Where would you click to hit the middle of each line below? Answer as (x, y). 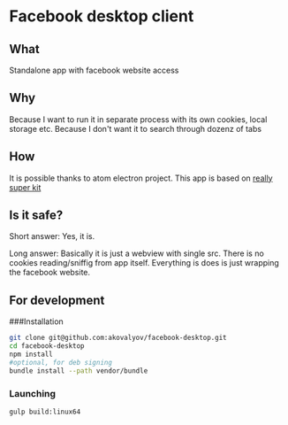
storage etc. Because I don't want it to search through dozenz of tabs (136, 128)
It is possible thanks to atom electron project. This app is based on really (141, 178)
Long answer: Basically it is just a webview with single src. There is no (137, 253)
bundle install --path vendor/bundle (79, 371)
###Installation (36, 321)
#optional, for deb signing (61, 362)
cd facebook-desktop (47, 346)
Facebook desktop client (102, 16)
